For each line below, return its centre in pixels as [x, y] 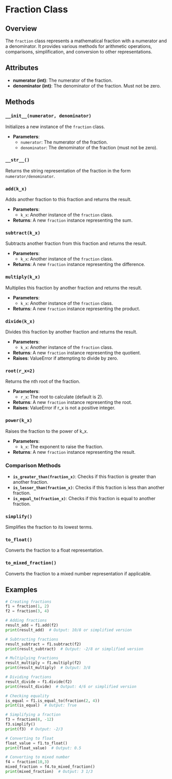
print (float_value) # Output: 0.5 [43, 748]
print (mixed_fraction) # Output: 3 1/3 [49, 772]
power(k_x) [19, 421]
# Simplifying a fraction [33, 715]
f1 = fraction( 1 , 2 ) [27, 606]
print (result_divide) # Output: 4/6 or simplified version [71, 686]
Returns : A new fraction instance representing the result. [74, 452]
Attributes [22, 68]
